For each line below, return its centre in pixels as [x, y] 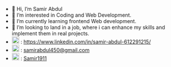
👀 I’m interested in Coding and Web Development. [71, 15]
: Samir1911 [34, 58]
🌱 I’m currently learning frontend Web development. [74, 21]
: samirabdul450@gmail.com [55, 50]
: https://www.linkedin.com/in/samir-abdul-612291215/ [85, 42]
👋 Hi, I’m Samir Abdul [37, 9]
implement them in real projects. [50, 33]
